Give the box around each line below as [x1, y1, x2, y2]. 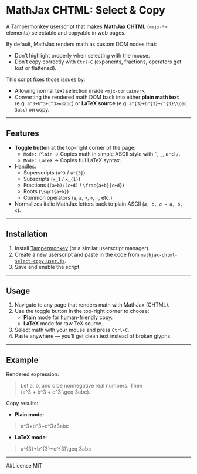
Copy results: [6, 400, 39, 407]
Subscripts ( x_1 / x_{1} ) [23, 175, 81, 182]
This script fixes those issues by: [6, 76, 86, 83]
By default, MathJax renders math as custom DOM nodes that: [6, 41, 157, 48]
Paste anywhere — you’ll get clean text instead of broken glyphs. [14, 332, 172, 339]
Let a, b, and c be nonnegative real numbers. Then [20, 382, 142, 389]
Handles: [14, 163, 36, 170]
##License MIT [6, 462, 43, 469]
